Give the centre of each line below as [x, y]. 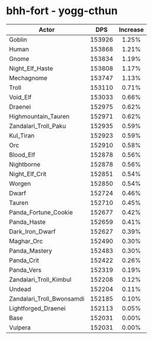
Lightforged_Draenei [37, 308]
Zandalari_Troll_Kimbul [40, 279]
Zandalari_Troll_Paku [38, 126]
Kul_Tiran [22, 135]
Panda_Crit [24, 260]
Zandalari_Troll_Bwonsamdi [47, 298]
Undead [20, 289]
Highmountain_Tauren [39, 116]
